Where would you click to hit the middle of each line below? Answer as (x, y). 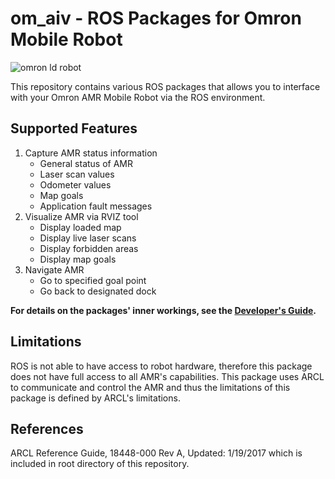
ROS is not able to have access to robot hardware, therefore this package (161, 366)
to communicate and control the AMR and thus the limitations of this (150, 387)
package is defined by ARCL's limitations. (95, 398)
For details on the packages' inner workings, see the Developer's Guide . (163, 310)
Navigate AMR (54, 269)
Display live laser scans (88, 238)
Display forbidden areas (89, 248)
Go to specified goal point (93, 280)
